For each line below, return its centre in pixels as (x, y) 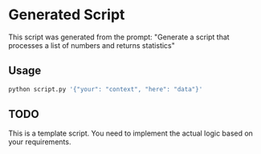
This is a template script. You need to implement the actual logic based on (130, 133)
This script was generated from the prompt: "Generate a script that (119, 37)
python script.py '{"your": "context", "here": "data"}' (106, 89)
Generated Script (67, 15)
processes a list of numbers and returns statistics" (92, 45)
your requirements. (40, 142)
